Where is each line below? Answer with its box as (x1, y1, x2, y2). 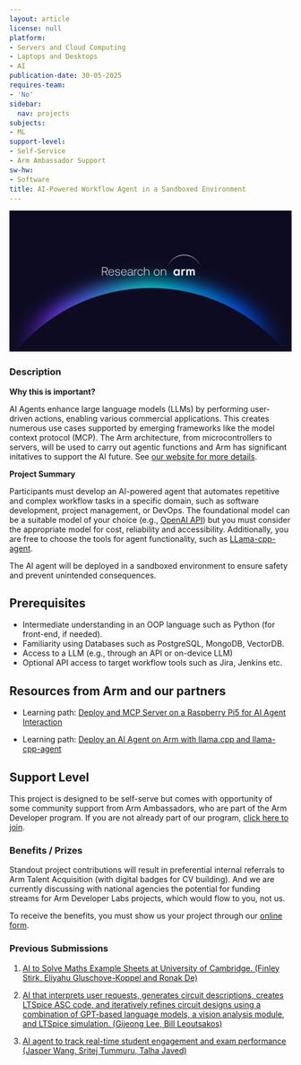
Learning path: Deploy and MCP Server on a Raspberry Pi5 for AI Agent (21, 708, 287, 718)
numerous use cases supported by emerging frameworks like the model (9, 422, 275, 434)
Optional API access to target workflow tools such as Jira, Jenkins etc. (21, 657, 283, 668)
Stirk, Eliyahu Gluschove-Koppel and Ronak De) (21, 972, 199, 983)
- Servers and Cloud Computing (9, 43, 126, 52)
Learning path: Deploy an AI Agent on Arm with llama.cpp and (21, 734, 251, 745)
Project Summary (9, 468, 76, 479)
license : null (9, 23, 63, 33)
